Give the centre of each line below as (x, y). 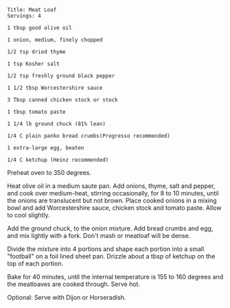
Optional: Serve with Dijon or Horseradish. (67, 297)
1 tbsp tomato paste (37, 112)
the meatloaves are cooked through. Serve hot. (74, 284)
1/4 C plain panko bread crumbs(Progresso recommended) (89, 136)
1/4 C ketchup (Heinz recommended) (58, 160)
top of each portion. (35, 263)
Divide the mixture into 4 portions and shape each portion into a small (106, 249)
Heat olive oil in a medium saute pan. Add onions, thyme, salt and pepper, (111, 186)
